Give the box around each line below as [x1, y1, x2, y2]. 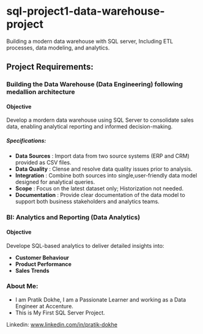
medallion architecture [6, 87, 75, 96]
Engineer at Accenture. [15, 302, 73, 310]
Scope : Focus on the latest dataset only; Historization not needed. [15, 185, 184, 192]
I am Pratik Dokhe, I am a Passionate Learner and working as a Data [15, 295, 186, 303]
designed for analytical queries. [15, 179, 95, 186]
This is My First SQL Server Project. [15, 309, 105, 316]
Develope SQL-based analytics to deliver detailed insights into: [6, 242, 164, 249]
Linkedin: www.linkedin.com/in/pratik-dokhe [6, 321, 118, 328]
